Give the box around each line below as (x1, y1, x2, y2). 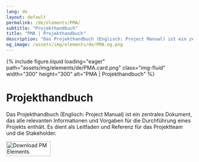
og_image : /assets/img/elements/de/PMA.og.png (6, 42, 123, 48)
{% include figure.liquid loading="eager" (6, 57, 105, 65)
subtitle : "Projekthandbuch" (6, 25, 78, 31)
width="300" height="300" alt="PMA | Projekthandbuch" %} (6, 70, 155, 77)
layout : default (6, 14, 46, 20)
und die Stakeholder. (6, 129, 57, 137)
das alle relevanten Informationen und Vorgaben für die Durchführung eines (6, 116, 191, 124)
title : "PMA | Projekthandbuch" (6, 31, 86, 37)
